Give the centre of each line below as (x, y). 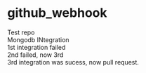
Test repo (21, 32)
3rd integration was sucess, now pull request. (73, 62)
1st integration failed (36, 47)
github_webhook (57, 13)
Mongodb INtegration (38, 39)
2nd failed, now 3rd (35, 55)
